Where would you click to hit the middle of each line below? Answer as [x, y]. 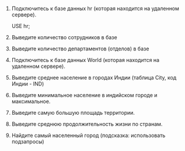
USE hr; [21, 26]
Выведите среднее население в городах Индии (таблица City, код [94, 78]
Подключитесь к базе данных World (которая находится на [85, 60]
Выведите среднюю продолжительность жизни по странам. [87, 124]
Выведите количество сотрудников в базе [64, 37]
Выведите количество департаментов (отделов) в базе [80, 49]
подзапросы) [28, 142]
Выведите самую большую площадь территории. [73, 113]
